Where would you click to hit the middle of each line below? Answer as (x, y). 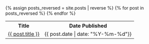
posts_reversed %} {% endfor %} (40, 13)
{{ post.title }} (24, 34)
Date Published (88, 26)
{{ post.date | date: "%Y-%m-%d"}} (88, 34)
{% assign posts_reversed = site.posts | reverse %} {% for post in (75, 8)
